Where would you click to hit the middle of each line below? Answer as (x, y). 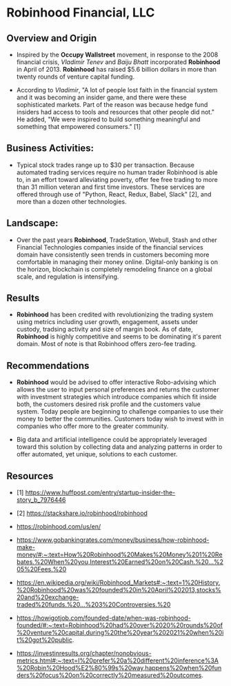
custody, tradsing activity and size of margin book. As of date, (105, 330)
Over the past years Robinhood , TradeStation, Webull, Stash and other (117, 240)
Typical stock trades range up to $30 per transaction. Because (105, 165)
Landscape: (32, 223)
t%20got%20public (44, 640)
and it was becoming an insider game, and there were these (101, 97)
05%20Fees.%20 (41, 569)
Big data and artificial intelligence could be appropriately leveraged (112, 440)
